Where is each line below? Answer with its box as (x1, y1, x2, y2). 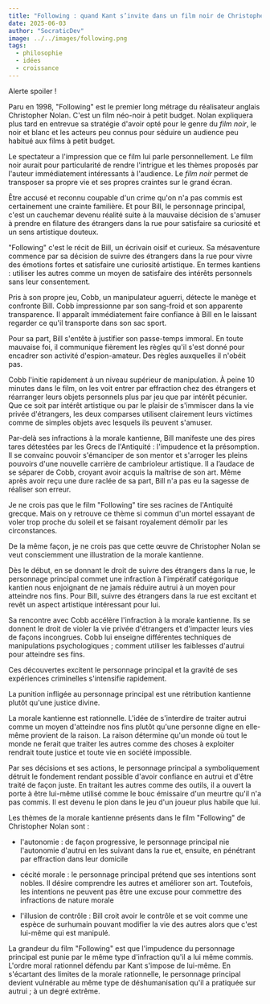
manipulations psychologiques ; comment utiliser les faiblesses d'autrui (8, 640, 245, 650)
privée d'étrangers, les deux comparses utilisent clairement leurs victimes (8, 409, 253, 418)
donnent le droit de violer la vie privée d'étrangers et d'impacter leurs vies (8, 623, 254, 633)
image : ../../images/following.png (8, 34, 128, 43)
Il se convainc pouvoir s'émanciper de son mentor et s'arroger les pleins (8, 450, 247, 459)
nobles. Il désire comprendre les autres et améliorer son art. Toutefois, (19, 878, 253, 887)
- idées (15, 57, 42, 65)
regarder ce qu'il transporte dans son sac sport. (8, 318, 167, 327)
